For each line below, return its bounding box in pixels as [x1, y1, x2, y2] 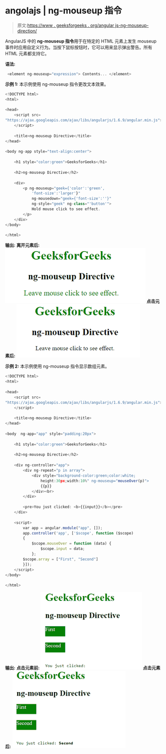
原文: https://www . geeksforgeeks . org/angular [17, 22, 115, 28]
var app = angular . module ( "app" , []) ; [23, 525, 103, 531]
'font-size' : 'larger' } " [31, 191, 81, 196]
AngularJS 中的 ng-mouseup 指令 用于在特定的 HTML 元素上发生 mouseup [5, 38, 157, 44]
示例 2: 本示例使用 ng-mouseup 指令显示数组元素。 [5, 363, 110, 370]
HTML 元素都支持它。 [5, 51, 49, 56]
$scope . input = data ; [40, 546, 85, 551]
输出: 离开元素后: [5, 242, 40, 248]
